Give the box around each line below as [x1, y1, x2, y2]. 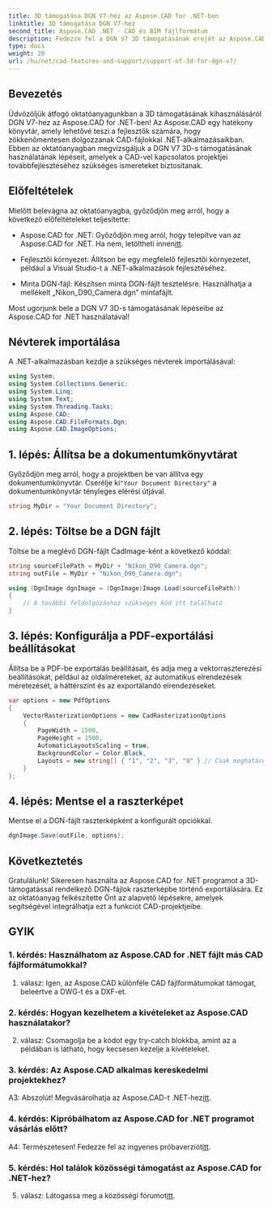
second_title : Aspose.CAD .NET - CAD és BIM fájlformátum [8, 27, 208, 35]
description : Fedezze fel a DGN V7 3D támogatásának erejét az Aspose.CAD [8, 34, 266, 43]
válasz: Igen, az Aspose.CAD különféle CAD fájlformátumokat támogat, [19, 977, 257, 987]
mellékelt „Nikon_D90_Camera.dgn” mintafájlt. [19, 287, 174, 297]
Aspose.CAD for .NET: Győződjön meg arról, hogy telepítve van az [19, 230, 241, 239]
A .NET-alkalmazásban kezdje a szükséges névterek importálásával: [8, 356, 236, 366]
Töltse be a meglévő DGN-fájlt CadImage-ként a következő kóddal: [8, 546, 232, 556]
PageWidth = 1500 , [37, 727, 100, 735]
